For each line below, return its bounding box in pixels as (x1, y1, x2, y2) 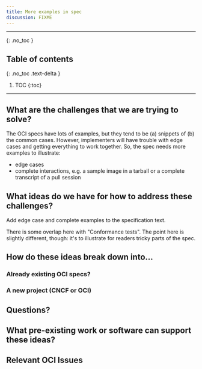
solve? (6, 114, 32, 124)
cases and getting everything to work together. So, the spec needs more (6, 143, 186, 150)
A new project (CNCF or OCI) (6, 287, 92, 295)
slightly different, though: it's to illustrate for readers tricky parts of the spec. (6, 234, 196, 241)
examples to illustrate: (6, 149, 61, 157)
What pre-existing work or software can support (6, 325, 192, 335)
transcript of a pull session (14, 174, 81, 181)
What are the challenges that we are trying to (6, 105, 179, 115)
